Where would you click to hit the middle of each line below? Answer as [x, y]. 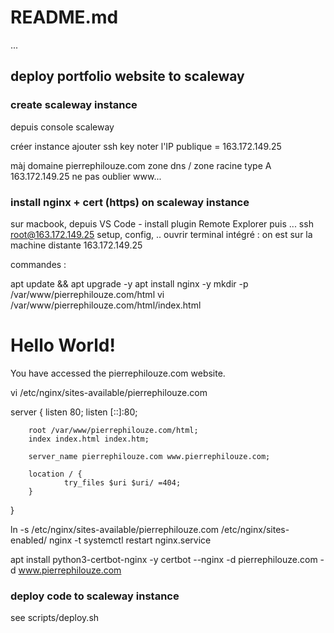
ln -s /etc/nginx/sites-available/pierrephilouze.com [115, 529]
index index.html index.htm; [89, 439]
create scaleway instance [74, 105]
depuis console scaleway [62, 127]
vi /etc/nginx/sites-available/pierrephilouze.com [109, 392]
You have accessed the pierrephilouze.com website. [118, 373]
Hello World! [63, 345]
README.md [64, 17]
